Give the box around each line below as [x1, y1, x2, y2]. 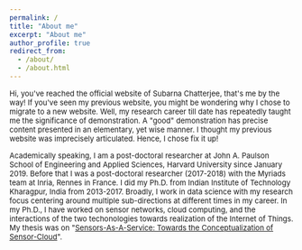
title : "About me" [9, 22, 78, 31]
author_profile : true [9, 38, 91, 48]
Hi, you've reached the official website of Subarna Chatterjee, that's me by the [9, 88, 280, 98]
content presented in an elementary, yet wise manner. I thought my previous [9, 124, 272, 134]
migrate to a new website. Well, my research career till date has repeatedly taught [9, 106, 291, 116]
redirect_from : [9, 47, 67, 56]
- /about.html [17, 64, 70, 73]
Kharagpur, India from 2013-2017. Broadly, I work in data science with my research [9, 186, 293, 197]
